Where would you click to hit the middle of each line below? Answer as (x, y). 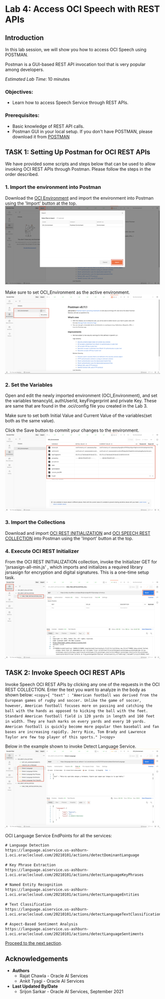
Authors (21, 970)
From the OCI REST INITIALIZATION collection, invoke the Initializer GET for (81, 562)
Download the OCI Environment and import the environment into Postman (79, 198)
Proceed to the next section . (34, 943)
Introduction (25, 38)
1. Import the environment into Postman (53, 187)
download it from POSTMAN (41, 137)
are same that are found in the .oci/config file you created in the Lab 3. (77, 406)
